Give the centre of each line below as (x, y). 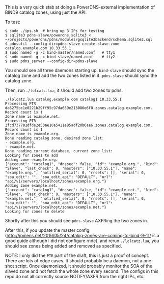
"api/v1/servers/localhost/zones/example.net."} (56, 207)
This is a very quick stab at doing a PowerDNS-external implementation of (80, 7)
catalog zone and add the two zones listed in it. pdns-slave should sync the (81, 75)
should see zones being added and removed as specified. (64, 246)
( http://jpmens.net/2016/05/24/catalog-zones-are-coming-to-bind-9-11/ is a (82, 235)
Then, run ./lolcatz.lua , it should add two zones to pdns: (64, 90)
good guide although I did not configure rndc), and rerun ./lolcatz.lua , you (82, 241)
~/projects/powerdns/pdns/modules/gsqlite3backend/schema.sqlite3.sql (79, 39)
